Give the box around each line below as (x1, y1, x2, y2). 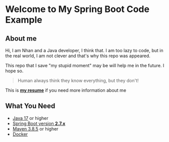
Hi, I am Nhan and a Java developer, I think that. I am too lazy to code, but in (5, 48, 163, 53)
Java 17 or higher (12, 115, 49, 121)
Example (5, 14, 42, 26)
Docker (12, 131, 28, 137)
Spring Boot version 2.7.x (12, 120, 66, 126)
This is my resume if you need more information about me (5, 87, 127, 93)
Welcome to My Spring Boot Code (5, 4, 150, 15)
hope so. (5, 68, 24, 74)
